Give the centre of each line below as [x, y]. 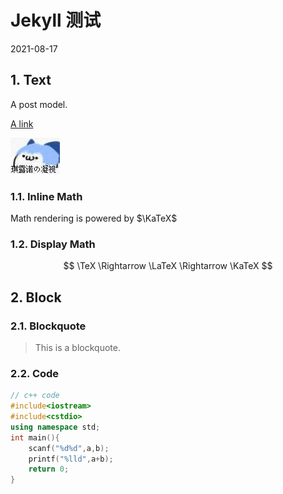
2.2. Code [35, 373]
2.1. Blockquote [48, 326]
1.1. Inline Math [46, 196]
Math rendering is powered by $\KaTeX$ [94, 218]
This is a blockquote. [77, 348]
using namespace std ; [55, 427]
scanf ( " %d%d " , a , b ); [69, 448]
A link [22, 123]
